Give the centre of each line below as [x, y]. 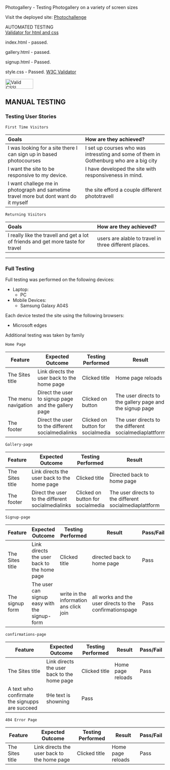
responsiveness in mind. [114, 175]
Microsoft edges [30, 325]
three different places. [123, 244]
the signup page [135, 408]
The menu [20, 398]
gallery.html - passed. [28, 52]
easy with [43, 603]
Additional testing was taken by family [45, 335]
